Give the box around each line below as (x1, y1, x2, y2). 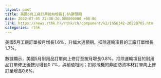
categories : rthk (5, 25, 40, 30)
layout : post (5, 7, 32, 12)
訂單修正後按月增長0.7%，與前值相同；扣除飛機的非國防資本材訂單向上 (9, 62, 152, 68)
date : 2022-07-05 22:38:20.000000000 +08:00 (5, 16, 97, 21)
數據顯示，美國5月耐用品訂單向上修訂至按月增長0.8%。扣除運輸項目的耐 (5, 56, 150, 61)
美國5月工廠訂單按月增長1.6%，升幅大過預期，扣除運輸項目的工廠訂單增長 (5, 39, 154, 45)
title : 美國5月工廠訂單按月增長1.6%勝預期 (5, 12, 82, 17)
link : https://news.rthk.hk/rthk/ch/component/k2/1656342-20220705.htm (5, 20, 153, 26)
